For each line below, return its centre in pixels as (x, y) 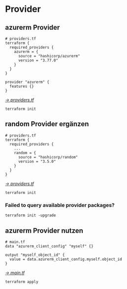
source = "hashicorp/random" (48, 157)
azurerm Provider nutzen (44, 230)
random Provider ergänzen (47, 124)
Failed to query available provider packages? (60, 205)
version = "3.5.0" (37, 161)
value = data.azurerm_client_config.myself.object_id (66, 259)
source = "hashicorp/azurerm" (49, 56)
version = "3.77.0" (38, 60)
